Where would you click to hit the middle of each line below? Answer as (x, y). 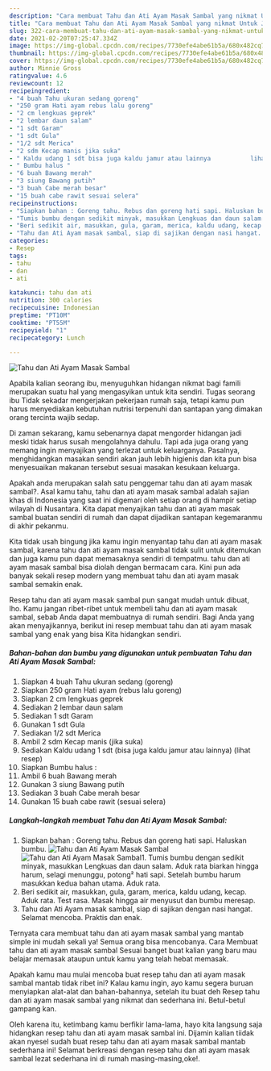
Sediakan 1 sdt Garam (57, 716)
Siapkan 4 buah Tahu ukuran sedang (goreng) (97, 681)
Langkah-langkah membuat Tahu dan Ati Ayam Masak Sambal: (118, 820)
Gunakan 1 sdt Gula (53, 725)
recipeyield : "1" (38, 330)
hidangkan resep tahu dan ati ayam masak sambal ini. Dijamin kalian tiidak (131, 1033)
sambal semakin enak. (46, 585)
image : (20, 46)
